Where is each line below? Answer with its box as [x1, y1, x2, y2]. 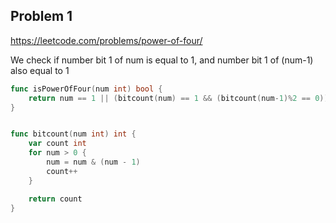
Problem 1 [10, 8, 73, 25]
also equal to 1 [10, 64, 70, 76]
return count [28, 194, 83, 204]
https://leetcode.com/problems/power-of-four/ [10, 34, 203, 46]
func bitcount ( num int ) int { [10, 129, 137, 139]
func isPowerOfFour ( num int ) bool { [10, 84, 163, 94]
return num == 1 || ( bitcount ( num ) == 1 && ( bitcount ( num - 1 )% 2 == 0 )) [28, 93, 329, 103]
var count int [28, 139, 87, 149]
